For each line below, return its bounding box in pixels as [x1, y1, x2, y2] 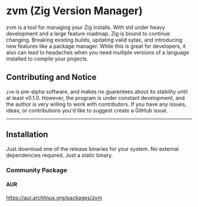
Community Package [6, 166, 68, 174]
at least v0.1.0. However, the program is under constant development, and [6, 94, 185, 101]
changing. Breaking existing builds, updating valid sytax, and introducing [6, 36, 183, 43]
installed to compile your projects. [6, 55, 88, 62]
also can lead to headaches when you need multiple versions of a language [6, 48, 190, 56]
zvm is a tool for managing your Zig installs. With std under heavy [6, 24, 165, 31]
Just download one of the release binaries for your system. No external [6, 145, 179, 152]
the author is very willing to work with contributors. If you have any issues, [6, 101, 187, 108]
